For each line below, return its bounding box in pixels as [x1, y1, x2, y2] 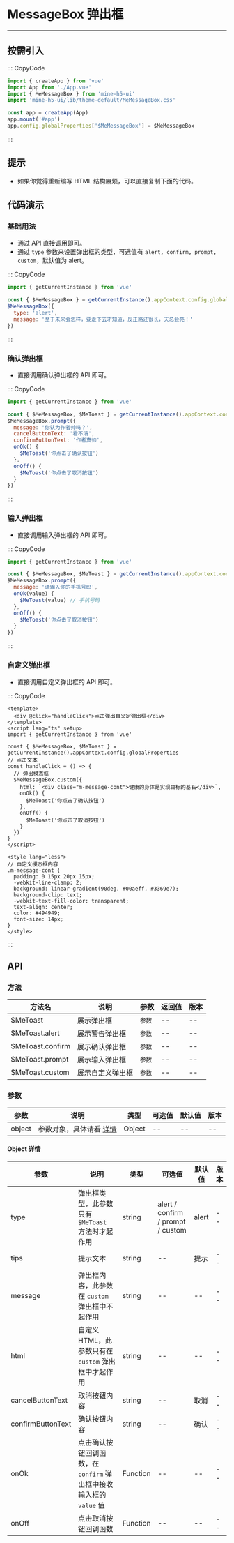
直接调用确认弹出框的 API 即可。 [17, 370, 111, 379]
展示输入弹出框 [77, 1055, 127, 1064]
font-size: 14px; [13, 915, 64, 923]
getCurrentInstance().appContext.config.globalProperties [7, 749, 179, 756]
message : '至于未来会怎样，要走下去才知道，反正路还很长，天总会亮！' [13, 315, 194, 323]
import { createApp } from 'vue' [7, 77, 104, 84]
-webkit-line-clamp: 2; [13, 879, 82, 886]
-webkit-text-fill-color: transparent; [13, 897, 130, 904]
